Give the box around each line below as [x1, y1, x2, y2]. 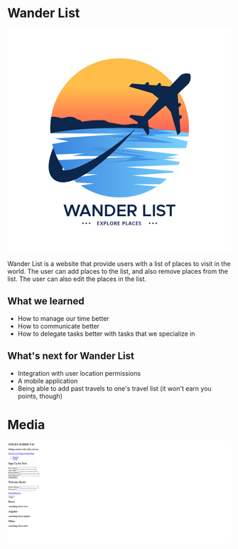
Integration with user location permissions [17, 369, 141, 377]
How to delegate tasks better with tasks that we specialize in [17, 329, 195, 338]
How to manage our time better [17, 314, 109, 322]
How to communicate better [17, 322, 100, 330]
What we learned [7, 295, 85, 307]
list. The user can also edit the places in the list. [7, 274, 147, 283]
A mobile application [17, 376, 78, 385]
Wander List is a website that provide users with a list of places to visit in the [7, 259, 231, 268]
